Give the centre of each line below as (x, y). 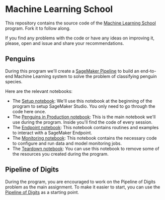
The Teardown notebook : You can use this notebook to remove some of (86, 149)
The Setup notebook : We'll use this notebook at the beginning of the (82, 101)
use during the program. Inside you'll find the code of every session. (82, 122)
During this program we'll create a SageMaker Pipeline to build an (72, 71)
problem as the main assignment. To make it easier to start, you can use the (83, 187)
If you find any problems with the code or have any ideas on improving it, (80, 38)
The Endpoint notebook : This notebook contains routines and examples (85, 127)
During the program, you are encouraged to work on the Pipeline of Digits (80, 182)
